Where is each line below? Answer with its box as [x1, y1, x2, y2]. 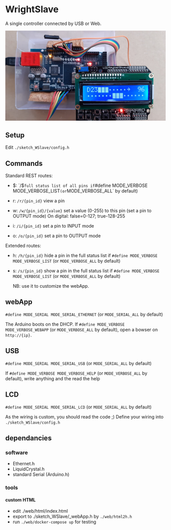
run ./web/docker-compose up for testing [12, 519, 97, 525]
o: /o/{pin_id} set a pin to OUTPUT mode [12, 233, 101, 239]
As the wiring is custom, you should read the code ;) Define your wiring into [5, 413, 164, 420]
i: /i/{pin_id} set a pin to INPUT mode [12, 223, 94, 229]
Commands [5, 159, 43, 168]
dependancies [5, 434, 52, 442]
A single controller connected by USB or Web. [5, 20, 102, 26]
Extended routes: [5, 243, 42, 249]
